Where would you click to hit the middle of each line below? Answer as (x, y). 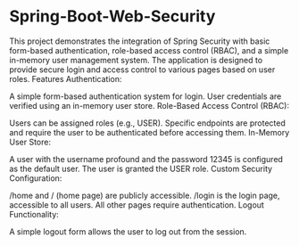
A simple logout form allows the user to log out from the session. (128, 231)
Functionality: (34, 214)
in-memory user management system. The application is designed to (136, 60)
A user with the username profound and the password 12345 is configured (146, 159)
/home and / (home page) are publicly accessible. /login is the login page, (145, 195)
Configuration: (36, 178)
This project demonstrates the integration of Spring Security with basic (140, 41)
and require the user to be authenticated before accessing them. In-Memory (149, 132)
